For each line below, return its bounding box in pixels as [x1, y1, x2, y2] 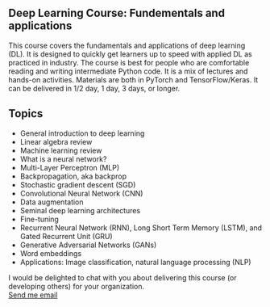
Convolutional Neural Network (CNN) [19, 188, 143, 198]
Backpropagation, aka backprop [19, 171, 127, 181]
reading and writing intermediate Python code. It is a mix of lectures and [8, 66, 248, 76]
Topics [8, 107, 44, 120]
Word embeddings [19, 248, 82, 258]
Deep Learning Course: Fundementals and [8, 6, 226, 20]
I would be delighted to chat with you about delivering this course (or [8, 272, 238, 282]
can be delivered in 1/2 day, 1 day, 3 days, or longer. [8, 83, 181, 93]
